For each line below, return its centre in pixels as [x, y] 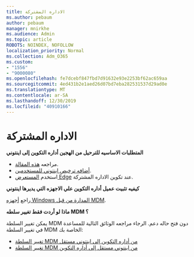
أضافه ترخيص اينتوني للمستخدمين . [53, 171]
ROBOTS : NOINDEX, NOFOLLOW [40, 46]
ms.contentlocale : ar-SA [37, 95]
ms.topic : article [29, 40]
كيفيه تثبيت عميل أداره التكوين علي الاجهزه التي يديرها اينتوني [73, 189]
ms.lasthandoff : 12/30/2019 [41, 101]
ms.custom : [20, 62]
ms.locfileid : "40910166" [38, 106]
